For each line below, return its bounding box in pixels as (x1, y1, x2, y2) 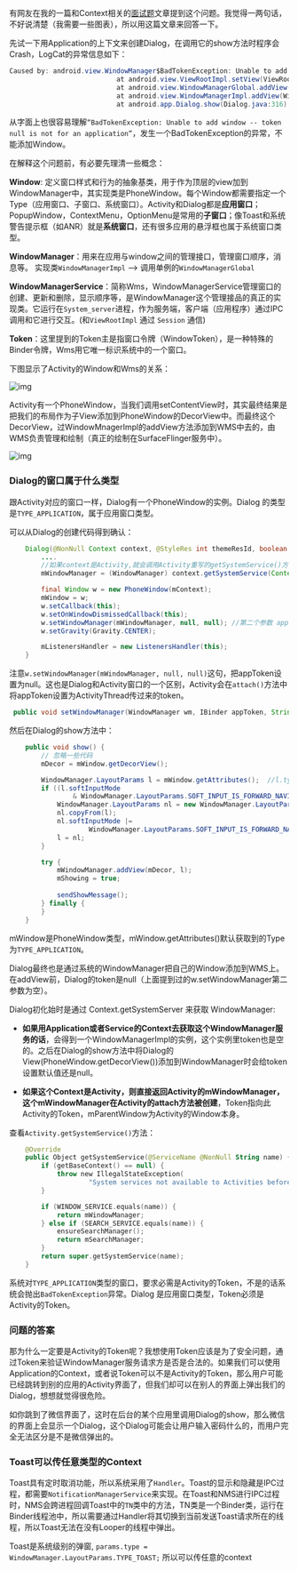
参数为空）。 (9, 985, 52, 996)
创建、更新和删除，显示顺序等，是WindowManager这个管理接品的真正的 (9, 293, 274, 303)
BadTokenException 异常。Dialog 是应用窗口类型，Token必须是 (40, 1288, 264, 1299)
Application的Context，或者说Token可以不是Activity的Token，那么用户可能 (9, 1368, 284, 1379)
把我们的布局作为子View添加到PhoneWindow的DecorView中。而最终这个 (9, 411, 276, 421)
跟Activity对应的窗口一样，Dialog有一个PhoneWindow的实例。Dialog (9, 496, 261, 507)
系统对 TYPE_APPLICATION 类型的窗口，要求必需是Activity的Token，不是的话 (9, 1277, 278, 1287)
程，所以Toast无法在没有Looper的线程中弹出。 (9, 1522, 180, 1533)
